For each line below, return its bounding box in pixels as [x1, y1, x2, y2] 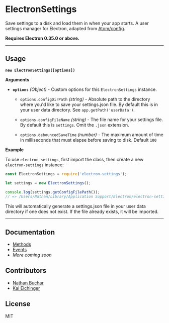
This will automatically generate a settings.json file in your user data [5, 203, 146, 209]
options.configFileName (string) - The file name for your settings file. [20, 117, 163, 123]
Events [12, 247, 27, 253]
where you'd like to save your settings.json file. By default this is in [20, 101, 158, 107]
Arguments [5, 76, 30, 82]
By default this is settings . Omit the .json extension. [20, 122, 129, 128]
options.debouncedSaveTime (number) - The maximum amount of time [20, 132, 163, 138]
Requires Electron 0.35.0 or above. [5, 35, 79, 41]
